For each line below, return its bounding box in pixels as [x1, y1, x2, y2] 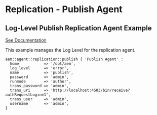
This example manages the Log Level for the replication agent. [5, 47, 136, 53]
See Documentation [5, 37, 47, 43]
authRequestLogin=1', [5, 92, 51, 97]
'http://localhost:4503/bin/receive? [50, 88, 130, 93]
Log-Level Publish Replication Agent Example [5, 24, 152, 32]
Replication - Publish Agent [5, 4, 123, 15]
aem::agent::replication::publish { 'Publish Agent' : [5, 57, 124, 62]
